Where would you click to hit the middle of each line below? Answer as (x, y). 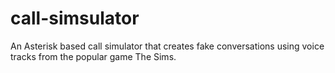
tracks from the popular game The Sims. (93, 56)
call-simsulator (75, 18)
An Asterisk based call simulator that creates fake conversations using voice (167, 46)
